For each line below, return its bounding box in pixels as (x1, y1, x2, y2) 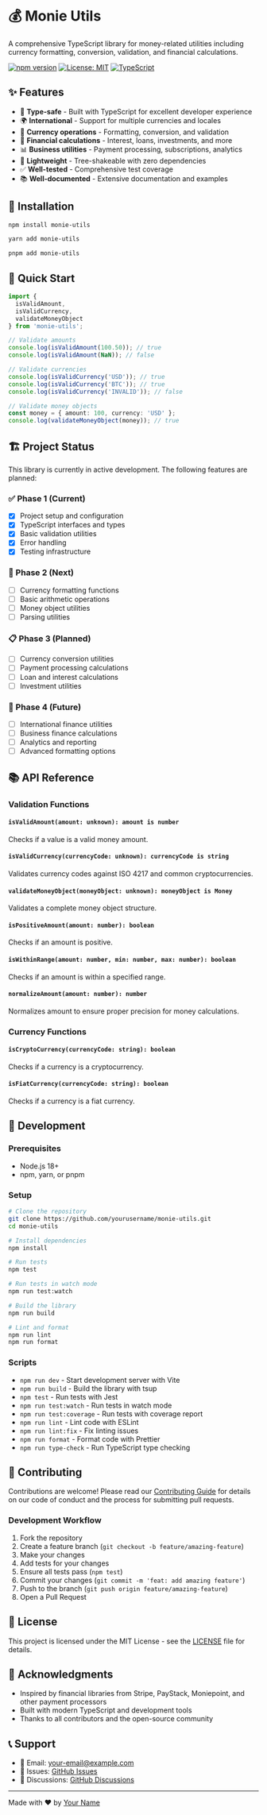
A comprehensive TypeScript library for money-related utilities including (8, 38, 244, 48)
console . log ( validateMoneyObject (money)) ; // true (8, 417, 180, 425)
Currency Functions (8, 1026, 87, 1037)
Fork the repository (19, 1533, 83, 1543)
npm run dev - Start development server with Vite (19, 1375, 180, 1384)
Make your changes (19, 1550, 85, 1559)
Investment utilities (19, 681, 82, 690)
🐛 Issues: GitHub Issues (19, 1767, 98, 1776)
